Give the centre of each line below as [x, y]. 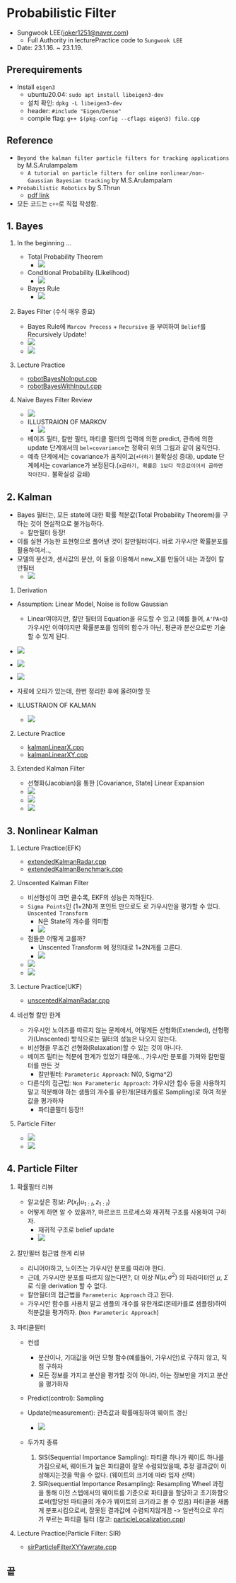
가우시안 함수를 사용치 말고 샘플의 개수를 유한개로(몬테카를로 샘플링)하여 [127, 1304]
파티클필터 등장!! [61, 1109]
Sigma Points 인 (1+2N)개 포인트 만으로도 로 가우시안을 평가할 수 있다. [124, 906]
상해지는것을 [55, 1475]
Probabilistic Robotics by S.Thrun [69, 187]
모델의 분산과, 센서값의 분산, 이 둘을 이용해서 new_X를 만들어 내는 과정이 [117, 559]
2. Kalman [29, 497]
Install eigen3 [36, 87]
